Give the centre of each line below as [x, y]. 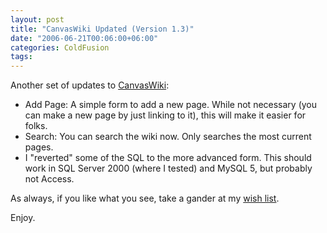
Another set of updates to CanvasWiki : [90, 85]
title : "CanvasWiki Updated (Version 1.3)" [102, 29]
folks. [36, 126]
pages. [39, 147]
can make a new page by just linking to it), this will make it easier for [165, 115]
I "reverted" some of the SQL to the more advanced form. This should [168, 158]
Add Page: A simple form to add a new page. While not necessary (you [171, 105]
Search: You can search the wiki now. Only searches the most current [168, 137]
